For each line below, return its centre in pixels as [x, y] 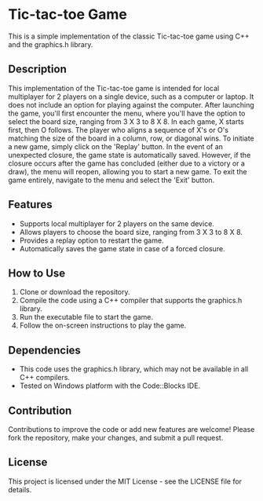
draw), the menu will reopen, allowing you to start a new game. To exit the [128, 171]
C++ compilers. [45, 378]
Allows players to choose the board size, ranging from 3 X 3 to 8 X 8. [131, 232]
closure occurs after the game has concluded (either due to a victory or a [127, 163]
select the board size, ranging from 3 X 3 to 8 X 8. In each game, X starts [126, 121]
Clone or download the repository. [75, 292]
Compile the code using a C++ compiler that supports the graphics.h [131, 301]
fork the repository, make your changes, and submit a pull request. [116, 438]
